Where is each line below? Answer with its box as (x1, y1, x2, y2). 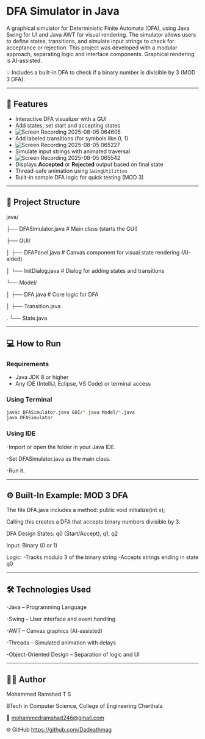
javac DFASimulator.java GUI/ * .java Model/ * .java (6, 409, 135, 416)
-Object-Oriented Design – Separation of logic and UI (6, 651, 140, 658)
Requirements (6, 359, 49, 368)
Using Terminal (6, 395, 52, 404)
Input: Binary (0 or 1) (6, 542, 58, 549)
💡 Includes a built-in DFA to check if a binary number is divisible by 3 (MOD (6, 68, 196, 76)
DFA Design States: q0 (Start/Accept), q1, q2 (6, 530, 118, 538)
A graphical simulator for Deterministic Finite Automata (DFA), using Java (6, 24, 190, 32)
